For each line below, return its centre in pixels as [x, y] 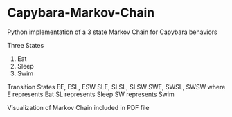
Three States [26, 45]
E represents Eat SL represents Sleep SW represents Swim [91, 94]
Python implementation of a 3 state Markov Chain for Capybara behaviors [112, 32]
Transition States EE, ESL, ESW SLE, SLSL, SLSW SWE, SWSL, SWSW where [116, 87]
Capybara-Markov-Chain [81, 13]
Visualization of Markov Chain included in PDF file [78, 107]
